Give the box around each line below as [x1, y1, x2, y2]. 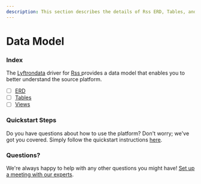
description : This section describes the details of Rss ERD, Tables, [6, 8, 186, 15]
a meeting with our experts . [6, 171, 74, 178]
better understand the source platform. [6, 76, 102, 83]
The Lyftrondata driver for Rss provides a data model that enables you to [6, 69, 185, 76]
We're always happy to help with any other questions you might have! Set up [6, 164, 195, 171]
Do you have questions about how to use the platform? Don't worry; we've [6, 130, 190, 137]
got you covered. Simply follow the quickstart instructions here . [6, 136, 163, 143]
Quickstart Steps [6, 116, 57, 124]
